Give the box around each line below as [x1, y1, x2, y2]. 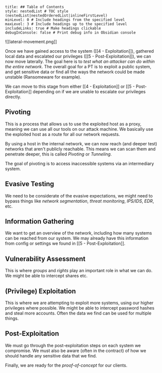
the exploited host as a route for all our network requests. [5, 131, 120, 137]
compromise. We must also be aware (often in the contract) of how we [5, 348, 146, 353]
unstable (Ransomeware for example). [5, 74, 82, 80]
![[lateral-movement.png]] [5, 39, 57, 44]
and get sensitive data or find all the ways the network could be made [5, 69, 145, 75]
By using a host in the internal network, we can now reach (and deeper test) [5, 140, 157, 146]
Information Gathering [5, 217, 74, 226]
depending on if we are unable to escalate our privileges [33, 89, 146, 95]
